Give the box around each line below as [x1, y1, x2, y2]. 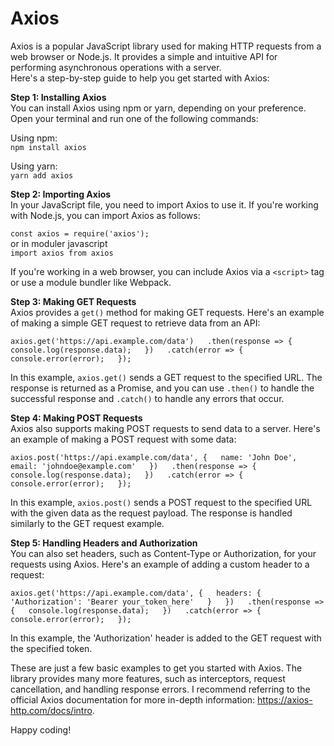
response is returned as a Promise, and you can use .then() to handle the [10, 382, 315, 394]
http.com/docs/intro [10, 704, 93, 716]
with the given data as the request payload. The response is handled [10, 507, 293, 519]
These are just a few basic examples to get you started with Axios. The [10, 662, 303, 674]
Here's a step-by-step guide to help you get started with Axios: [10, 72, 270, 84]
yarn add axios [10, 170, 74, 181]
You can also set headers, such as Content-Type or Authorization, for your [10, 547, 317, 559]
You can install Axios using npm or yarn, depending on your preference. [10, 102, 307, 114]
